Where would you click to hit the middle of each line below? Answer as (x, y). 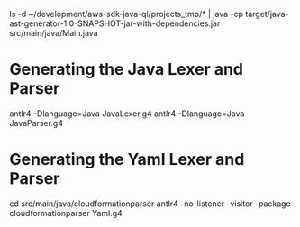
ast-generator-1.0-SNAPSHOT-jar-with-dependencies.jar (115, 23)
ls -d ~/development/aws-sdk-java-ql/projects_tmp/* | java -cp (127, 14)
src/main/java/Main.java (54, 33)
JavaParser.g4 (36, 123)
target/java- (267, 14)
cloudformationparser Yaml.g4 (66, 213)
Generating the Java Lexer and (126, 70)
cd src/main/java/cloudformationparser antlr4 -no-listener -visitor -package (150, 204)
